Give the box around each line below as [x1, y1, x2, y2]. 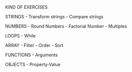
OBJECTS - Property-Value [5, 62, 61, 67]
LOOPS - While [5, 33, 36, 38]
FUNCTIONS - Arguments [5, 52, 58, 58]
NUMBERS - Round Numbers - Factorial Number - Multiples [5, 23, 128, 29]
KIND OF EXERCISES [5, 4, 48, 10]
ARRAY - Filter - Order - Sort [5, 42, 64, 48]
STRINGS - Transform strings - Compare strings [5, 14, 103, 19]
